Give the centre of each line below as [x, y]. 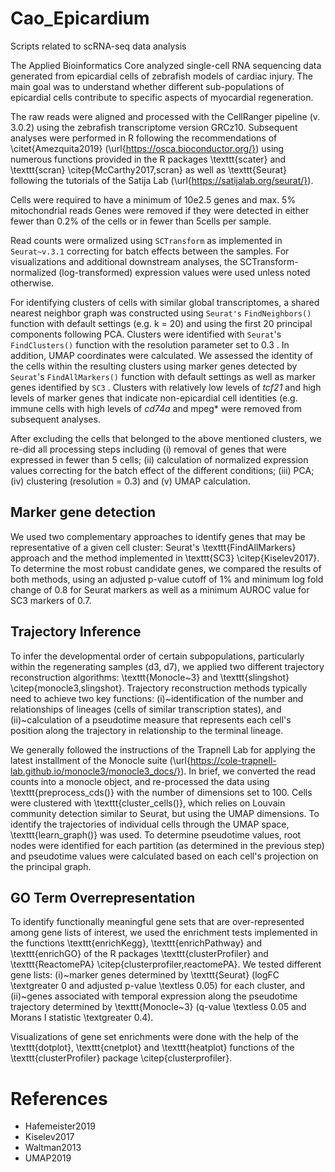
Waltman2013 [53, 1148]
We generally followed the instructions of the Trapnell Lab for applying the [163, 749]
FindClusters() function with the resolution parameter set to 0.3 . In [150, 344]
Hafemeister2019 [60, 1126]
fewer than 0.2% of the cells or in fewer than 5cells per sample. [141, 221]
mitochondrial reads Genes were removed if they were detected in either [160, 210]
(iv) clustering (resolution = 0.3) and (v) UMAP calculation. [130, 481]
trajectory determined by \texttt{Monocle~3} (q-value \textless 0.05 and [158, 1007]
